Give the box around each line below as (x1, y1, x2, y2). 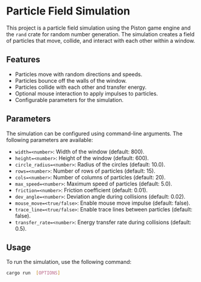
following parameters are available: (6, 136, 93, 143)
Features (6, 54, 40, 65)
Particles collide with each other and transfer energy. (14, 83, 147, 91)
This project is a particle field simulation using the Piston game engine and (6, 24, 191, 31)
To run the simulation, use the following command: (6, 258, 132, 266)
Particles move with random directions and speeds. (14, 71, 143, 78)
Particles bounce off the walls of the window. (14, 77, 127, 84)
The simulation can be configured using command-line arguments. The (6, 130, 183, 137)
